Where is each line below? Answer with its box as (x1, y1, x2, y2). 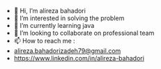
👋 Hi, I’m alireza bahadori (13, 7, 86, 15)
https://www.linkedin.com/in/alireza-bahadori (13, 54, 145, 62)
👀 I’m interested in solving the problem (13, 14, 125, 22)
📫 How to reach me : (13, 37, 75, 45)
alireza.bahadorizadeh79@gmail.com (13, 47, 121, 55)
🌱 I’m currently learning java (13, 22, 95, 29)
